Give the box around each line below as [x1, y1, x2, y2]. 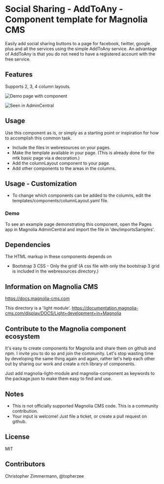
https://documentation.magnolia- [71, 305, 139, 311]
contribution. [12, 408, 38, 414]
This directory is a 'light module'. [5, 305, 71, 311]
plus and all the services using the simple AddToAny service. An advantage [5, 46, 157, 52]
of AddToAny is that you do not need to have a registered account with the [5, 51, 156, 57]
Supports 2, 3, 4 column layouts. [5, 83, 71, 89]
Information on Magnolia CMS [5, 282, 98, 291]
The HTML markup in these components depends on [5, 254, 112, 260]
